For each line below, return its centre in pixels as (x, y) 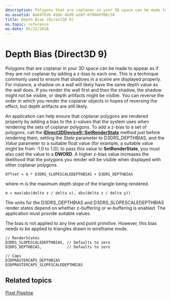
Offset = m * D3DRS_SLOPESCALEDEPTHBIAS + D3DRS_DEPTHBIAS (69, 174)
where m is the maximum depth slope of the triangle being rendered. (77, 184)
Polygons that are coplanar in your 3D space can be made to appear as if (82, 68)
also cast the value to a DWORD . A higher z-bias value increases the (77, 154)
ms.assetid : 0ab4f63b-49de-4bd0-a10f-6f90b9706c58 (60, 15)
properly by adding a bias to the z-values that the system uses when (77, 122)
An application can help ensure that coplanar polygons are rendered (77, 116)
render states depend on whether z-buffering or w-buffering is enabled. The (85, 208)
